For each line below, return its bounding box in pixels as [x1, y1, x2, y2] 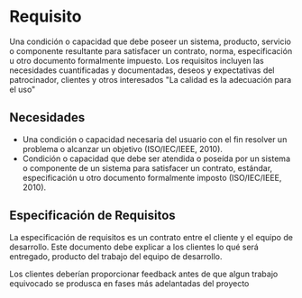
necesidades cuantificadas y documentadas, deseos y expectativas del [9, 65, 275, 76]
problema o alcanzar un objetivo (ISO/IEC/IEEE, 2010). [22, 143, 224, 154]
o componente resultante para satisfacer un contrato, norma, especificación [9, 45, 293, 56]
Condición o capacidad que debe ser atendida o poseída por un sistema [22, 153, 291, 164]
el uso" [9, 84, 36, 95]
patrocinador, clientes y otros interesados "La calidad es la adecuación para [9, 74, 292, 85]
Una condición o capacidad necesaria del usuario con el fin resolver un [22, 133, 288, 145]
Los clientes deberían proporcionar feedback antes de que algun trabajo [9, 268, 279, 279]
